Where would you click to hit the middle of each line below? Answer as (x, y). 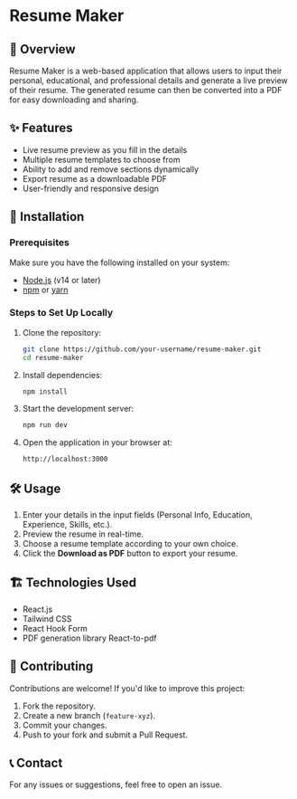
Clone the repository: (62, 332)
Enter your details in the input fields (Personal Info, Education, (137, 514)
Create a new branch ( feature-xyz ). (89, 715)
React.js (37, 609)
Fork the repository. (59, 706)
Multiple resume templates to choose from (101, 159)
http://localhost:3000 (65, 459)
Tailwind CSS (47, 618)
